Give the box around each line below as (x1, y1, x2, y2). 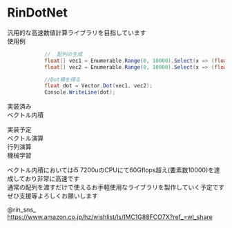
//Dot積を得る (43, 76, 81, 83)
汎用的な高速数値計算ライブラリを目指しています (7, 28, 146, 37)
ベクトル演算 (7, 134, 43, 143)
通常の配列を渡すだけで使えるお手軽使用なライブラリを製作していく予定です (7, 183, 225, 191)
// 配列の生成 (43, 50, 83, 58)
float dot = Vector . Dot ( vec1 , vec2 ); (43, 83, 153, 90)
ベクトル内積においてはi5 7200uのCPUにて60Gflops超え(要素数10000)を (7, 166, 215, 174)
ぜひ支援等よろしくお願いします (7, 191, 98, 200)
